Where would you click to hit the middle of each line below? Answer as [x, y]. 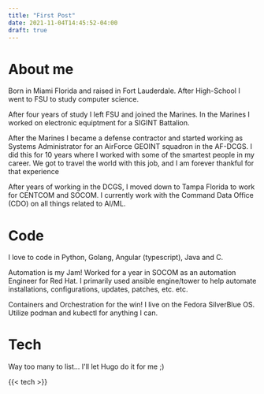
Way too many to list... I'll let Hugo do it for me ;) [86, 366]
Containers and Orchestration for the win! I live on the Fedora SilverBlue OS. [132, 305]
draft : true [28, 30]
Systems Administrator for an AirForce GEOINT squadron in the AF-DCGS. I [130, 147]
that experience [33, 172]
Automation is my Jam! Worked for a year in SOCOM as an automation [122, 273]
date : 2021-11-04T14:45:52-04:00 [63, 23]
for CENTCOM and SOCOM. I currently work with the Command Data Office [131, 195]
